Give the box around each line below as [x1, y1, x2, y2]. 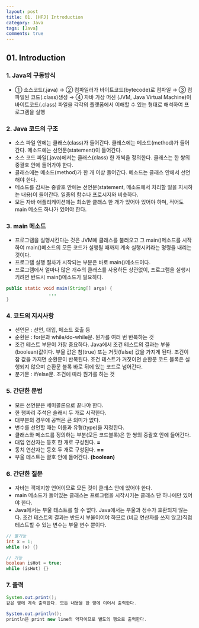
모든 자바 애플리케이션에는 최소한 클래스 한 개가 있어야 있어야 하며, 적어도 [14, 198, 184, 206]
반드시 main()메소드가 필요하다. [30, 274, 104, 281]
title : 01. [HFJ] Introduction [6, 14, 84, 20]
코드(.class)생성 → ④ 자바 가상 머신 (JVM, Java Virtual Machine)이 [30, 93, 191, 101]
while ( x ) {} [6, 544, 38, 550]
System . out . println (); [6, 611, 62, 617]
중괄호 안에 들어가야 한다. [14, 161, 74, 169]
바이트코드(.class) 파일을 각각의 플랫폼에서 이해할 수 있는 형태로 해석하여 [14, 101, 184, 108]
